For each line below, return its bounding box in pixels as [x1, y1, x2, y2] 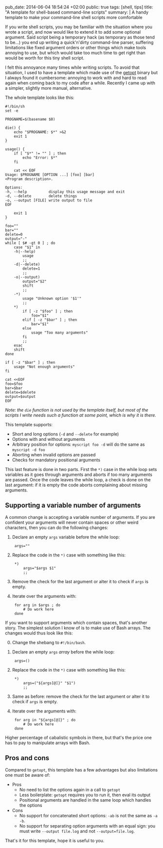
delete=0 [5, 232, 23, 237]
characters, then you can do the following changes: [5, 524, 109, 531]
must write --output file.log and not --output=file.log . [19, 828, 135, 834]
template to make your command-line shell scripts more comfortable [5, 15, 143, 20]
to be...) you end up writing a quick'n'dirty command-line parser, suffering [5, 39, 154, 45]
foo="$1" [31, 313, 49, 318]
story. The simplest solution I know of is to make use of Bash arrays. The [5, 625, 151, 631]
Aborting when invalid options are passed [12, 452, 96, 457]
